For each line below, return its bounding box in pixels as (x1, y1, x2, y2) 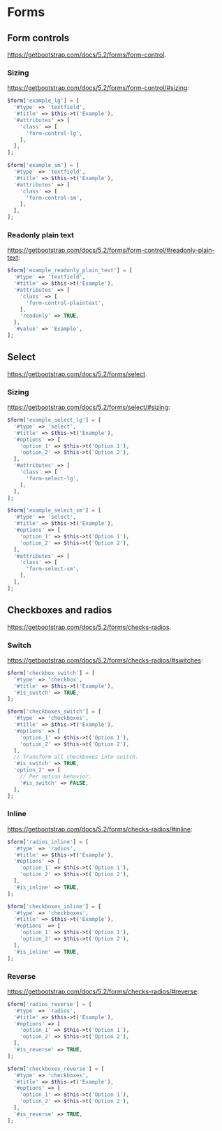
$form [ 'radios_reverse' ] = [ (7, 1000, 92, 1007)
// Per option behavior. (20, 773, 92, 781)
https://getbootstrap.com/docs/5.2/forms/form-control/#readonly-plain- (7, 246, 215, 255)
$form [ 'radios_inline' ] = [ (7, 838, 89, 845)
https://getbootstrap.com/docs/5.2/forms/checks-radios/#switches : (7, 656, 203, 664)
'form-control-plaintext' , (25, 300, 105, 306)
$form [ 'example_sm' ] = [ (7, 162, 80, 169)
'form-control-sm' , (25, 194, 82, 201)
